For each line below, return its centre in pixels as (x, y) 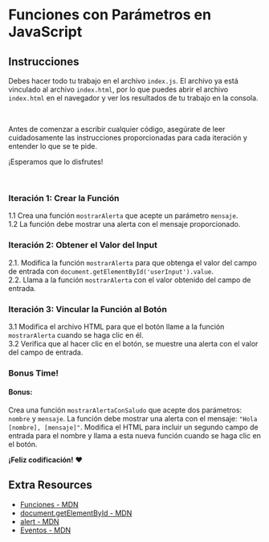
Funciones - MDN (49, 504)
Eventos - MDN (45, 530)
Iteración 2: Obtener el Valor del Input (83, 245)
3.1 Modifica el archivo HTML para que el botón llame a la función (116, 326)
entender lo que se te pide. (53, 146)
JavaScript (45, 32)
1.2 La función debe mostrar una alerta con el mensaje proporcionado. (124, 224)
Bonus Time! (33, 373)
